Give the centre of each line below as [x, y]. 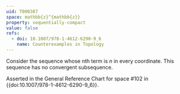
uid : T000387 [22, 11]
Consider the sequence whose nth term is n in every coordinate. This [90, 61]
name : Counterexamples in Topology [60, 45]
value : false [22, 28]
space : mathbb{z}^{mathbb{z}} [43, 17]
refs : [13, 33]
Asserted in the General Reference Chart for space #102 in [77, 78]
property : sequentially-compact [46, 22]
